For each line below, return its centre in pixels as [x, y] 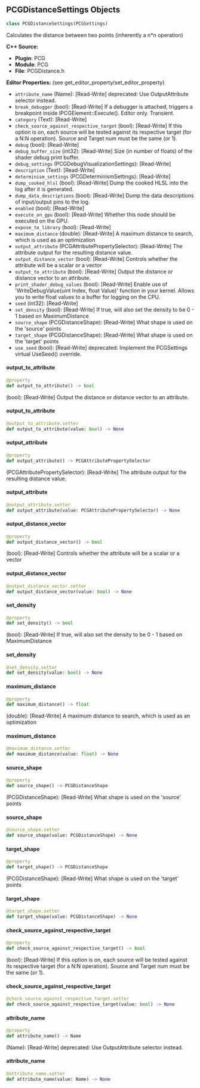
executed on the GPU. [42, 221]
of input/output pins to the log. [52, 202]
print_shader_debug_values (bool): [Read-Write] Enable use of [91, 284]
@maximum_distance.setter [38, 748]
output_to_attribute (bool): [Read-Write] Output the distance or [94, 272]
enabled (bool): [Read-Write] [50, 208]
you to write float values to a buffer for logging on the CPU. [87, 297]
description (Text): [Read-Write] [55, 170]
